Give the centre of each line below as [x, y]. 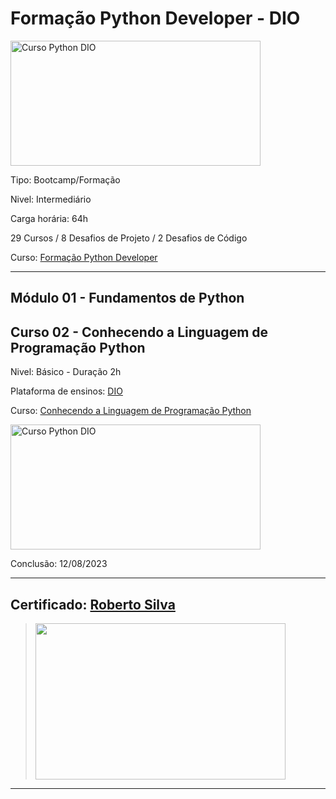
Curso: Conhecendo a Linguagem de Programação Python [131, 411]
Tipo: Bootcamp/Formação [65, 179]
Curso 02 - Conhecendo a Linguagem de [139, 332]
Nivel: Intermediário [51, 199]
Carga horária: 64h [49, 218]
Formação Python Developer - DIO [155, 18]
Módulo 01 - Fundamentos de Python [127, 298]
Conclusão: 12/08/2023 [59, 564]
